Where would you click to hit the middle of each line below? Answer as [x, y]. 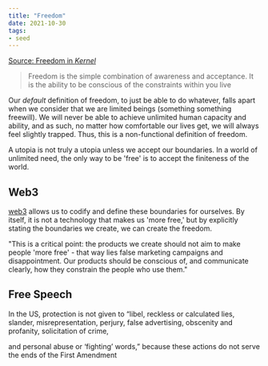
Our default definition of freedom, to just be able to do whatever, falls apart [132, 100]
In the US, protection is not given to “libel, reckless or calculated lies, [122, 314]
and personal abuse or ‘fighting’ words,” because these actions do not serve [134, 346]
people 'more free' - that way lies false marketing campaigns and [116, 252]
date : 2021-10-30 [37, 23]
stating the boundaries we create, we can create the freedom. [110, 228]
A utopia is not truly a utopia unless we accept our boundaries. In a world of [133, 150]
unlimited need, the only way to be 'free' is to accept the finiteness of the [129, 159]
